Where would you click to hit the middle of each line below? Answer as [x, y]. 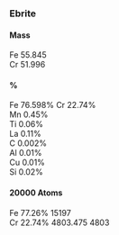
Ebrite [23, 14]
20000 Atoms [36, 193]
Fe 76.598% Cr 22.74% [53, 105]
